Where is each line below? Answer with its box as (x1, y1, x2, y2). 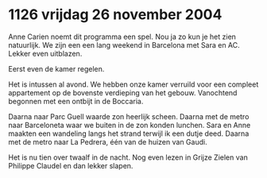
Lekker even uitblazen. (8, 48, 83, 58)
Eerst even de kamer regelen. (8, 64, 105, 73)
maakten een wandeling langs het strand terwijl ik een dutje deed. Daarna (8, 129, 250, 138)
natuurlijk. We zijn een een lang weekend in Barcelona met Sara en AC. (8, 40, 240, 49)
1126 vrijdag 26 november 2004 (8, 6, 222, 24)
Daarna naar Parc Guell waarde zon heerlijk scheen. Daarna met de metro (8, 111, 250, 121)
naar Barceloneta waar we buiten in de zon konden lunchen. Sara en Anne (8, 120, 251, 130)
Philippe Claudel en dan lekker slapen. (8, 161, 133, 170)
